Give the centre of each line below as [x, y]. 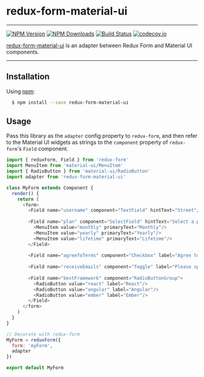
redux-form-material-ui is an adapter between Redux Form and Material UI [99, 45]
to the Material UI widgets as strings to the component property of [87, 142]
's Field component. [43, 149]
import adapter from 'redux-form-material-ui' [66, 177]
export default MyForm [35, 368]
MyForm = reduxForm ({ [34, 340]
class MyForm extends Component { [50, 188]
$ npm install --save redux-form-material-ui [70, 102]
